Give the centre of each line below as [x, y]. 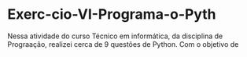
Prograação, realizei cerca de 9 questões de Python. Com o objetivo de [123, 44]
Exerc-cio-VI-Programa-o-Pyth [112, 14]
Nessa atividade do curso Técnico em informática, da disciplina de [115, 36]
